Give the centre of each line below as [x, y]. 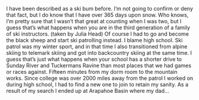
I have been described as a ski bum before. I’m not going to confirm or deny [99, 9]
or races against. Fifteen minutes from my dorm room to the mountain [92, 72]
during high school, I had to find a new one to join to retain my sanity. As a [97, 85]
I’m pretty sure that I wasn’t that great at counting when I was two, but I [94, 21]
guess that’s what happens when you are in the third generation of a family [98, 27]
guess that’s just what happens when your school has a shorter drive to [94, 59]
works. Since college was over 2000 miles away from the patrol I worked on [100, 78]
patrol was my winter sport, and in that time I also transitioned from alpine [97, 46]
